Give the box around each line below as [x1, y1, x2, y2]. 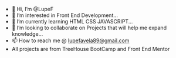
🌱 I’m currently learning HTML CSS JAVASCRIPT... [11, 18, 133, 25]
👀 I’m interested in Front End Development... [11, 12, 119, 19]
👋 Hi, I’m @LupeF [11, 6, 54, 12]
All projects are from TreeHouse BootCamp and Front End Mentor [11, 46, 170, 52]
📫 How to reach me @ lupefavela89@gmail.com [11, 37, 130, 44]
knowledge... [11, 30, 43, 37]
